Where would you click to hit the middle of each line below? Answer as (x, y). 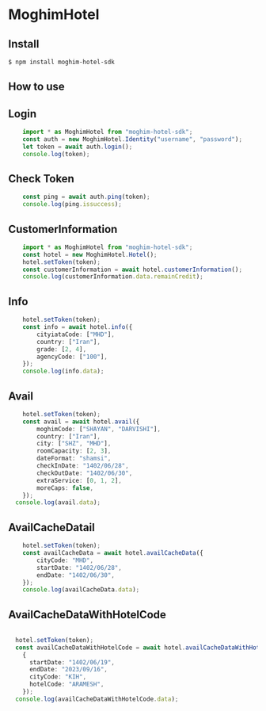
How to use (36, 87)
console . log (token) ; (56, 154)
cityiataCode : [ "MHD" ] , (76, 334)
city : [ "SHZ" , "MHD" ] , (74, 444)
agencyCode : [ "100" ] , (72, 357)
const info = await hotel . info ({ (78, 327)
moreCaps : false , (65, 488)
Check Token (42, 179)
